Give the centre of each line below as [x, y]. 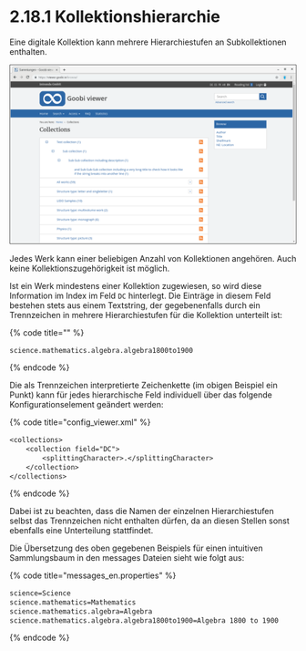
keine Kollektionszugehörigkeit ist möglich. [90, 268]
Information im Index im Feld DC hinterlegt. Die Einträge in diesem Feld [140, 295]
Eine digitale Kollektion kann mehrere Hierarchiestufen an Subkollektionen [148, 42]
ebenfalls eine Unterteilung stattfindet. [82, 530]
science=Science [40, 593]
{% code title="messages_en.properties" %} [93, 575]
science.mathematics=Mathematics [73, 602]
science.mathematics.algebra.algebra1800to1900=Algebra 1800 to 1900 [144, 620]
